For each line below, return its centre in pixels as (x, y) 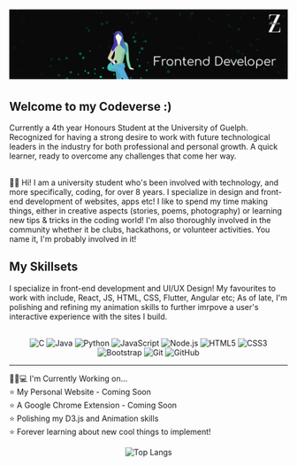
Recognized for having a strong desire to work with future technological (140, 137)
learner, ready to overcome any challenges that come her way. (123, 156)
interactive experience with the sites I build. (88, 316)
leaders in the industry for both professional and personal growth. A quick (144, 147)
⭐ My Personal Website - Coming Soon (80, 392)
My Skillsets (43, 267)
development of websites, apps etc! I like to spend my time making (146, 201)
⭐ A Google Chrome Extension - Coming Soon (93, 405)
